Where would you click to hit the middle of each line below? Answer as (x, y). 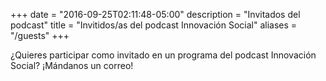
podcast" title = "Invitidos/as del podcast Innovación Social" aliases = (154, 25)
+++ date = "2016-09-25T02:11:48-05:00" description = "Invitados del (155, 14)
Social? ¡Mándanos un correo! (72, 65)
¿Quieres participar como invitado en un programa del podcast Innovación (163, 55)
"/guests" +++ (40, 35)
